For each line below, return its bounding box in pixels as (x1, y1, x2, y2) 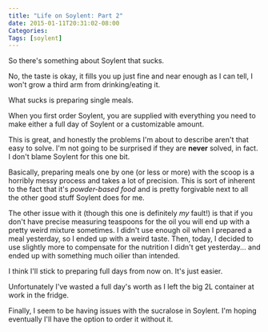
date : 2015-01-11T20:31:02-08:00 (8, 19, 120, 27)
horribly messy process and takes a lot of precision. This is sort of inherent (8, 176, 256, 186)
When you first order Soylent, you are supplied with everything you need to (8, 111, 256, 121)
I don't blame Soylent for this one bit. (8, 152, 130, 162)
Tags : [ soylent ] (8, 34, 62, 42)
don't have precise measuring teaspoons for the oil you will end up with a (8, 217, 250, 226)
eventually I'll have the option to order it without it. (8, 314, 174, 324)
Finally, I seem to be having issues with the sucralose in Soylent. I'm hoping (8, 306, 258, 316)
